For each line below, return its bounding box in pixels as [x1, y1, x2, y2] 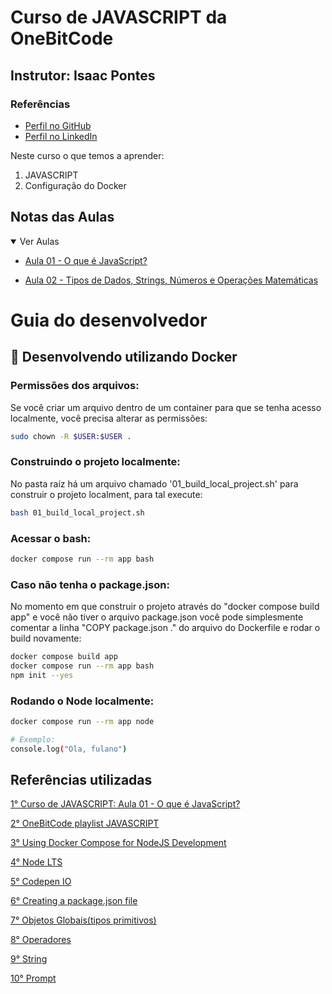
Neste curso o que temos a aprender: [10, 149, 165, 161]
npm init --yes [10, 670, 74, 680]
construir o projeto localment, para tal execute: [10, 488, 203, 500]
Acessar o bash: [10, 531, 92, 545]
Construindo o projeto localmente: [10, 455, 181, 469]
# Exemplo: [10, 734, 56, 745]
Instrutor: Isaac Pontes [10, 67, 156, 84]
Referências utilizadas [10, 772, 153, 789]
